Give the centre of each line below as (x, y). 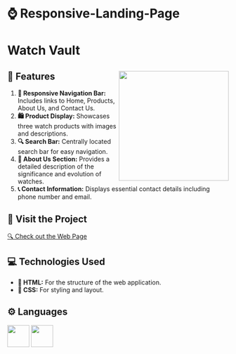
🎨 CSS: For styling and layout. (60, 289)
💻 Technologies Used (56, 262)
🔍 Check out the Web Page (47, 236)
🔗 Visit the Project (47, 219)
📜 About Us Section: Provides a (64, 159)
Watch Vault (44, 51)
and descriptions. (42, 133)
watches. (31, 182)
